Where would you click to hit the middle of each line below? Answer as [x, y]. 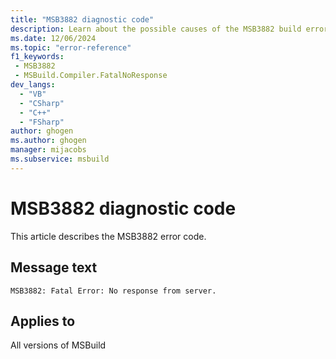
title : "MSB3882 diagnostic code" [82, 19]
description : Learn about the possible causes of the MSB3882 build [156, 29]
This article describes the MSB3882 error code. [108, 236]
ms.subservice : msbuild [60, 159]
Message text [54, 267]
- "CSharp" [42, 103]
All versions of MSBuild [58, 345]
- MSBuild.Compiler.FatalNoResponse [91, 76]
